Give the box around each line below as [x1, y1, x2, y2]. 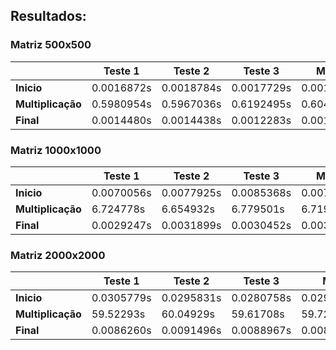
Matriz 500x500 [10, 38, 92, 52]
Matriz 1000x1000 [10, 143, 102, 157]
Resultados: [10, 8, 87, 25]
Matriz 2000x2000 [10, 248, 106, 262]
